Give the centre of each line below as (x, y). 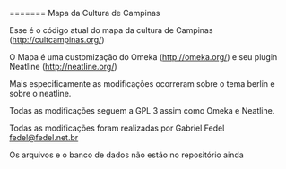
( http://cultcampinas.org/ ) (57, 40)
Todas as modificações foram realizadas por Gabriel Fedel (117, 128)
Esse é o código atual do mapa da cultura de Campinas (111, 30)
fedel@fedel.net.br (44, 137)
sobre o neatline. (40, 93)
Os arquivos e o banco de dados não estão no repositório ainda (126, 155)
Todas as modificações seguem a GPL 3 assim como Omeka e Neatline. (142, 110)
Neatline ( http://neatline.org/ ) (64, 67)
